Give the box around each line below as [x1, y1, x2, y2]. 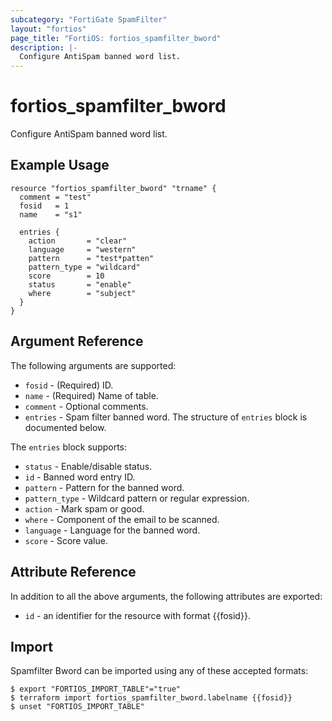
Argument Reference [10, 333, 144, 350]
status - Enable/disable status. [24, 460, 153, 472]
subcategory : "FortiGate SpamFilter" [10, 14, 168, 25]
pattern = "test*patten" [28, 253, 155, 263]
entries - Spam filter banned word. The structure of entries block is [24, 411, 308, 423]
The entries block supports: [10, 441, 128, 453]
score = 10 [28, 271, 105, 281]
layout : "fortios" [10, 24, 87, 34]
